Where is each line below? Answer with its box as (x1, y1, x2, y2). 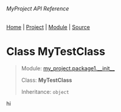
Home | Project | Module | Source (6, 24, 90, 31)
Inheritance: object (21, 88, 69, 96)
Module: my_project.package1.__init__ (21, 65, 115, 72)
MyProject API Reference (6, 5, 69, 12)
